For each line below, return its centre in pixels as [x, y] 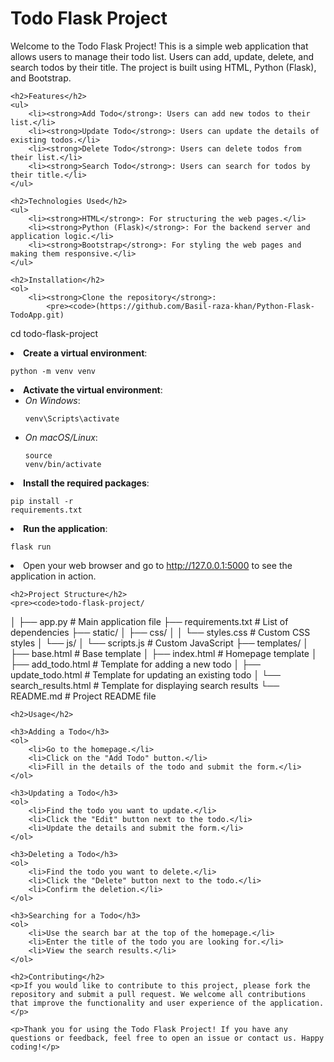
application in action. [53, 576]
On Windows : [52, 400]
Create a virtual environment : [85, 353]
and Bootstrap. [41, 78]
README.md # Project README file [83, 696]
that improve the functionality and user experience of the [138, 1003]
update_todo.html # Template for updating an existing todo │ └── [145, 674]
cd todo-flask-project [54, 333]
